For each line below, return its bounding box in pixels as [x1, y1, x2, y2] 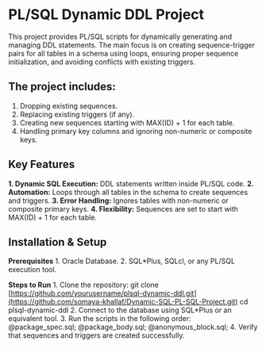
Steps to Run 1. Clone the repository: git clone [8, 280, 159, 290]
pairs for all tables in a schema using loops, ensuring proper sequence [8, 48, 239, 58]
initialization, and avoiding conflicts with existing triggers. [8, 57, 196, 67]
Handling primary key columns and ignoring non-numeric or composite [19, 126, 253, 136]
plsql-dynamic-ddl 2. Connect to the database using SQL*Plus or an [8, 305, 232, 315]
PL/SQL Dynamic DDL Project [8, 6, 205, 24]
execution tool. [8, 265, 57, 274]
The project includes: [8, 80, 117, 94]
